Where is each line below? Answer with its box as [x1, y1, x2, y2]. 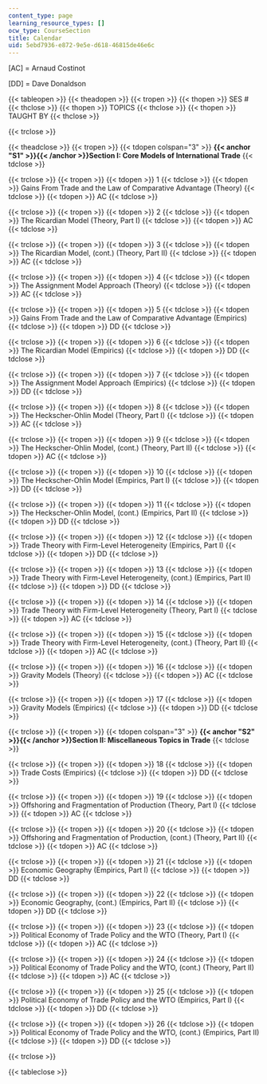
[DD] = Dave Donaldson [8, 79, 86, 89]
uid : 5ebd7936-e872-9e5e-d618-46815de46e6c [8, 42, 155, 50]
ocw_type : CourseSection [8, 26, 91, 34]
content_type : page [8, 11, 73, 20]
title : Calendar [8, 34, 62, 42]
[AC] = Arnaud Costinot [8, 63, 86, 73]
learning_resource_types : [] [8, 19, 105, 27]
